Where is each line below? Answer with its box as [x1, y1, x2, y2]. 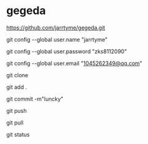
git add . [6, 83, 28, 91]
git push [6, 107, 28, 114]
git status [6, 131, 30, 138]
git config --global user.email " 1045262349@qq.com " [6, 59, 142, 67]
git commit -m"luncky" [6, 95, 64, 102]
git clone [6, 71, 29, 78]
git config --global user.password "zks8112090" [6, 47, 127, 55]
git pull [6, 119, 24, 126]
